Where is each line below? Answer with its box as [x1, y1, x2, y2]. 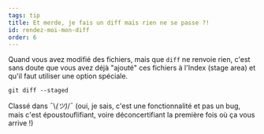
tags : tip [8, 11, 41, 20]
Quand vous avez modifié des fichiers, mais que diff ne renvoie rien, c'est [8, 55, 251, 64]
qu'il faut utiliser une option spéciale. [8, 71, 128, 81]
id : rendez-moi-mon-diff [8, 26, 90, 34]
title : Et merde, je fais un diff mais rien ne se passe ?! [8, 19, 210, 27]
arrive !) [8, 118, 34, 128]
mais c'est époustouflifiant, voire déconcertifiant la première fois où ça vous [8, 110, 255, 120]
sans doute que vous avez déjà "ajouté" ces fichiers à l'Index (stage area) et [8, 63, 256, 73]
